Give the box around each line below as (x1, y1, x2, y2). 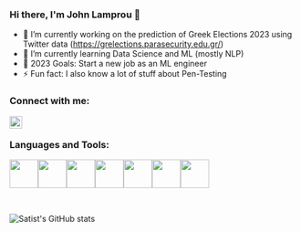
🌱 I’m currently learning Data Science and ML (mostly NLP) (22, 48, 244, 59)
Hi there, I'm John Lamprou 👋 (9, 8, 141, 21)
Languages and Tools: (9, 138, 109, 151)
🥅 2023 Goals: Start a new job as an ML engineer (22, 58, 208, 69)
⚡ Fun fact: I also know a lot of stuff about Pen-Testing (22, 69, 227, 79)
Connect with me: (9, 95, 90, 108)
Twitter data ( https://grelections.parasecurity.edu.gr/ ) (22, 38, 224, 49)
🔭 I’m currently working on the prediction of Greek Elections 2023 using (22, 29, 293, 40)
